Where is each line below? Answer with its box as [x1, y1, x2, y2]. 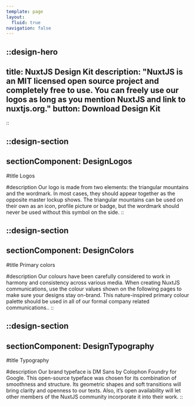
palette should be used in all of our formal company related [6, 298, 150, 305]
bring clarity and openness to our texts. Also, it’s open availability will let [6, 387, 181, 394]
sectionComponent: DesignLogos [6, 157, 133, 167]
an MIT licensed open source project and [6, 76, 159, 86]
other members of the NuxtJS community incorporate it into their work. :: [6, 393, 183, 401]
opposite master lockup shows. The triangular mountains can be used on [6, 196, 184, 203]
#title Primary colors [6, 261, 55, 268]
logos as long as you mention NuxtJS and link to [6, 95, 186, 105]
